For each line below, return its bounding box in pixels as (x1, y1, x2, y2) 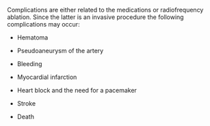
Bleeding (16, 60, 42, 67)
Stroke (16, 99, 36, 108)
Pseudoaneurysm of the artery (16, 47, 104, 54)
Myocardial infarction (16, 73, 77, 81)
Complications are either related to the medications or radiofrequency (7, 6, 204, 14)
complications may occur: (7, 20, 80, 28)
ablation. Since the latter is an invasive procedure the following (7, 13, 184, 21)
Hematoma (16, 33, 49, 42)
